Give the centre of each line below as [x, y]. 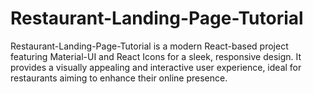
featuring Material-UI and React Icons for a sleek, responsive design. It [156, 56]
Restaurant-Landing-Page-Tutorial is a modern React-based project [149, 46]
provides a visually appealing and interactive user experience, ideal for [156, 67]
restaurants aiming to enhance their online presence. [119, 78]
